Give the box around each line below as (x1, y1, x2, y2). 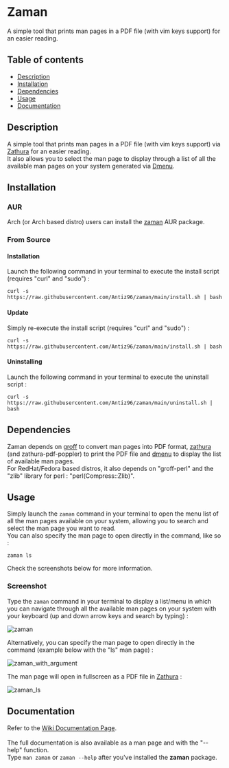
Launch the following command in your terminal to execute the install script (7, 267, 219, 276)
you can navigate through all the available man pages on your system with (7, 604, 217, 613)
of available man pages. (7, 457, 75, 465)
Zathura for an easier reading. (7, 147, 91, 155)
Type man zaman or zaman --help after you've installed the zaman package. (7, 753, 217, 761)
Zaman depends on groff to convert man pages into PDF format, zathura (7, 442, 211, 450)
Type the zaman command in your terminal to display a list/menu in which (7, 597, 212, 605)
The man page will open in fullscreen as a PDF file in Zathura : (7, 672, 182, 681)
